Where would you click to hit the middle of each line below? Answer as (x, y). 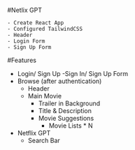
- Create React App (36, 23)
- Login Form (26, 41)
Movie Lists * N (71, 126)
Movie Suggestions (66, 118)
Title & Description (65, 111)
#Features (22, 60)
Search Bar (44, 140)
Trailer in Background (69, 103)
